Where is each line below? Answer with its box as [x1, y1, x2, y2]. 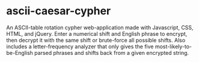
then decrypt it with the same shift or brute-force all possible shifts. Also [6, 36, 186, 44]
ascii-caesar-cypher [6, 4, 111, 18]
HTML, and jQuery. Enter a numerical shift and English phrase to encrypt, [6, 30, 188, 37]
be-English [6, 49, 33, 56]
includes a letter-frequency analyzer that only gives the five [6, 43, 155, 50]
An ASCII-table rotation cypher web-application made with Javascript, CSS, [6, 24, 194, 31]
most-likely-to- [155, 43, 192, 50]
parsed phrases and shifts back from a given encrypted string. [34, 49, 189, 56]
